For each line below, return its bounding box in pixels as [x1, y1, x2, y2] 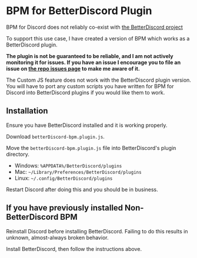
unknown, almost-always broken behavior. [6, 234, 109, 241]
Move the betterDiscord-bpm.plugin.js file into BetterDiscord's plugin [6, 144, 176, 151]
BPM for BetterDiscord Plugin [6, 4, 152, 18]
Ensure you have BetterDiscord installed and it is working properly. [6, 122, 168, 129]
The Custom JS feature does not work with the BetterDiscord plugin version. [6, 76, 191, 83]
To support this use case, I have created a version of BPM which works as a [6, 35, 190, 42]
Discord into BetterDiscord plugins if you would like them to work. [6, 89, 165, 96]
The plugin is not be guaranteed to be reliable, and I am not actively [6, 52, 173, 59]
